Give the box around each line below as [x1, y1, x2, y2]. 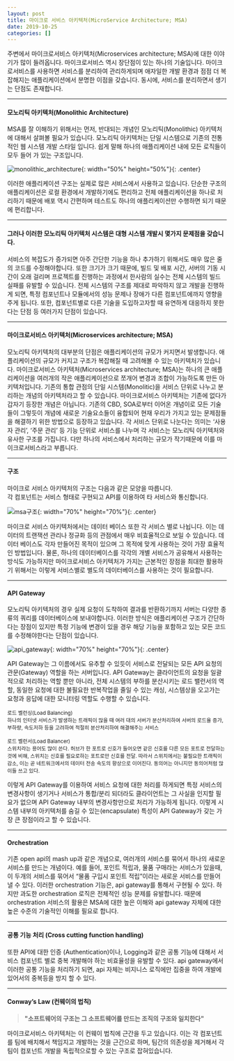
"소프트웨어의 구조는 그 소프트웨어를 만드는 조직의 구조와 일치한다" [24, 1014, 204, 1023]
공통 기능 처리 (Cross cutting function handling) [7, 931, 144, 939]
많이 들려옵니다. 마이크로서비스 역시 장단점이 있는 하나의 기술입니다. [19, 59, 204, 67]
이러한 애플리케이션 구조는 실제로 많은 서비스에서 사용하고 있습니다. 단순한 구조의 [7, 179, 227, 188]
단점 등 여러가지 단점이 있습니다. [19, 307, 108, 316]
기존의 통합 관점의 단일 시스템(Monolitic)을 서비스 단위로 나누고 [44, 382, 217, 391]
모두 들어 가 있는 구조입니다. [7, 151, 84, 160]
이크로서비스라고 [7, 443, 53, 451]
